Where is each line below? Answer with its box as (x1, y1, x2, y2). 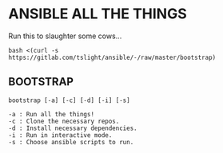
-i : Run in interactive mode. (8, 131, 113, 139)
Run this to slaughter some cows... (8, 31, 122, 41)
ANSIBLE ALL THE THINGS (8, 5, 188, 23)
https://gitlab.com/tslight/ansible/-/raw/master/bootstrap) (8, 53, 217, 61)
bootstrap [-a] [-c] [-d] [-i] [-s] (8, 96, 130, 104)
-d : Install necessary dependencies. (8, 124, 137, 132)
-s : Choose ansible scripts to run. (8, 138, 134, 146)
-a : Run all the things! (8, 110, 94, 118)
